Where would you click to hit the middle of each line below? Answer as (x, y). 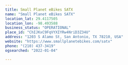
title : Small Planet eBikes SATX (39, 10)
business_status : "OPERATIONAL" (38, 28)
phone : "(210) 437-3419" (30, 46)
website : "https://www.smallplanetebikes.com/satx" (59, 42)
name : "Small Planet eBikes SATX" (40, 14)
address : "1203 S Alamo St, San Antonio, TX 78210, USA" (64, 37)
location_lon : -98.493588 (31, 23)
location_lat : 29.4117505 (31, 19)
